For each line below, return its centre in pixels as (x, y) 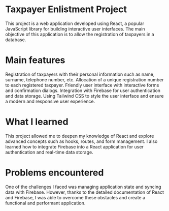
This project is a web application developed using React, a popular (75, 23)
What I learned (37, 122)
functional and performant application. (45, 203)
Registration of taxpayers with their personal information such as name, (80, 74)
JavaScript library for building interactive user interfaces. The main (75, 28)
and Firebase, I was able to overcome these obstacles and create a (75, 197)
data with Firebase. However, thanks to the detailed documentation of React (84, 192)
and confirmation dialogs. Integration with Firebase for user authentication (83, 91)
